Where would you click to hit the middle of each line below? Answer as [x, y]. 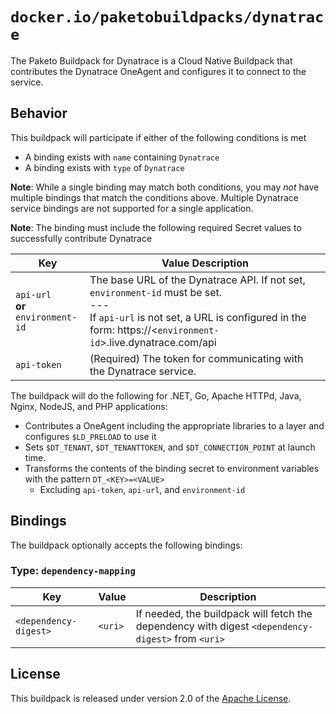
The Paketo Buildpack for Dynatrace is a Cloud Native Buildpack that [151, 60]
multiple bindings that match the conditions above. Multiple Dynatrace [154, 197]
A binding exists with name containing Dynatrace [122, 157]
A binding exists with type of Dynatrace [104, 167]
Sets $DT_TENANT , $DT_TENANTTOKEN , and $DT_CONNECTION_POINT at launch [170, 447]
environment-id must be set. [156, 292]
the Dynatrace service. [143, 371]
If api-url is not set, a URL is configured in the [198, 317]
